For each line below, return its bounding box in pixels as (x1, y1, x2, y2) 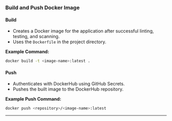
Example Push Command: (5, 96, 61, 102)
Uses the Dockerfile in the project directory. (12, 39, 106, 45)
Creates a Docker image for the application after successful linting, (12, 28, 154, 34)
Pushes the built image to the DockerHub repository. (12, 86, 124, 93)
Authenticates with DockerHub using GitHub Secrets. (12, 81, 125, 87)
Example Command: (5, 49, 50, 55)
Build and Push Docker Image (5, 4, 80, 11)
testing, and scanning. (12, 34, 60, 40)
